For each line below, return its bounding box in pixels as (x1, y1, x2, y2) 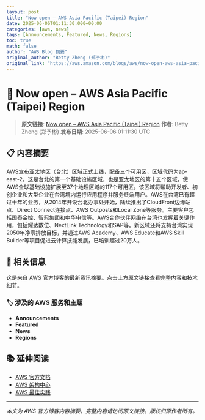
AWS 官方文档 (15, 373, 51, 381)
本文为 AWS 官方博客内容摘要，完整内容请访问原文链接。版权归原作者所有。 (6, 408, 198, 415)
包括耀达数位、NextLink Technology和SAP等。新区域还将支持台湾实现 (16, 222, 193, 229)
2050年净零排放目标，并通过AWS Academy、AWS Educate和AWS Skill (6, 229, 185, 236)
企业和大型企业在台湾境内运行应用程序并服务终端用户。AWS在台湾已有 (11, 191, 190, 198)
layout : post (6, 9, 40, 15)
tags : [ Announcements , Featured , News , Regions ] (6, 32, 132, 38)
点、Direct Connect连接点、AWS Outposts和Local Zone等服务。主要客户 (6, 206, 189, 214)
